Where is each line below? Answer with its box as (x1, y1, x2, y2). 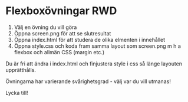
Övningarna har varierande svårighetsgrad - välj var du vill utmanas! (5, 78, 171, 85)
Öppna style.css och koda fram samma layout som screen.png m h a (14, 42, 181, 50)
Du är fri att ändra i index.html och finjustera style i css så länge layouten (5, 60, 183, 67)
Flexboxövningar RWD (5, 4, 117, 18)
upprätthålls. (5, 66, 37, 73)
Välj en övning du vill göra (14, 24, 77, 31)
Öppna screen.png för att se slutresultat (14, 29, 111, 37)
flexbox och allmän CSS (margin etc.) (14, 48, 105, 55)
